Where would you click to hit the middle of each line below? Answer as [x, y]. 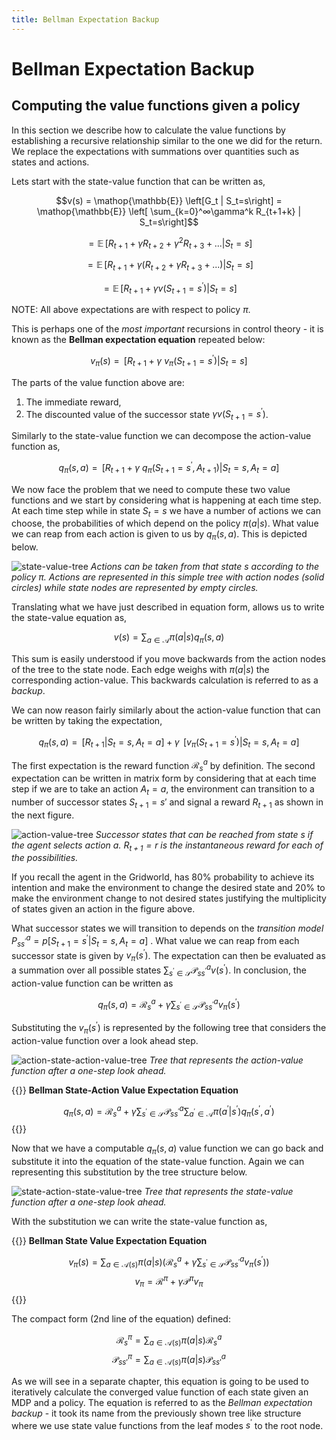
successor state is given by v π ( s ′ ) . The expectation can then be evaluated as [168, 955]
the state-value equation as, [69, 618]
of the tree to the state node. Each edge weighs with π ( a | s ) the [140, 670]
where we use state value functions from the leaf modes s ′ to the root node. [167, 1424]
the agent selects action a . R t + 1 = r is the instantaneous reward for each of [167, 846]
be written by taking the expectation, [87, 721]
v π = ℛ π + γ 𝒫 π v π [169, 1282]
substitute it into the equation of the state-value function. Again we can [158, 1161]
